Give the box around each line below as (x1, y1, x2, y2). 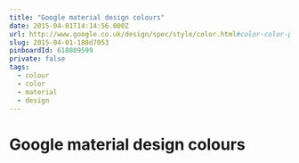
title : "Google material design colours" (9, 12, 166, 22)
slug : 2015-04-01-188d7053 (9, 37, 109, 47)
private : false (9, 54, 66, 63)
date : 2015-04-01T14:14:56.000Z (9, 21, 129, 30)
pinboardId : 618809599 (9, 46, 93, 55)
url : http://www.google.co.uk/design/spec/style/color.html (9, 29, 238, 38)
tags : (9, 63, 29, 72)
